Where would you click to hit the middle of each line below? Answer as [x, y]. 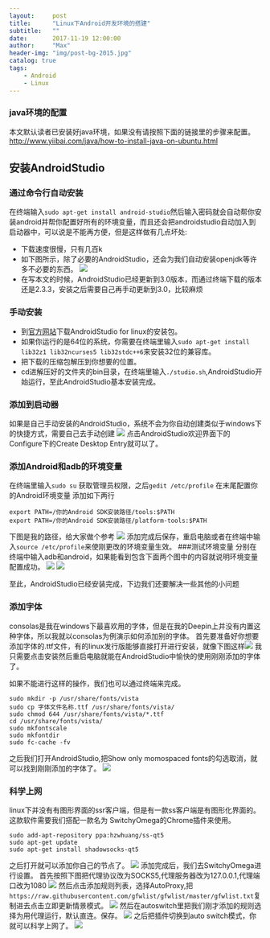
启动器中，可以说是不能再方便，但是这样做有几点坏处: [98, 232]
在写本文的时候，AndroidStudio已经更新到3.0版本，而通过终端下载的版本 [141, 279]
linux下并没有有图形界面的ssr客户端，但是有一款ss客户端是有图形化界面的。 [135, 810]
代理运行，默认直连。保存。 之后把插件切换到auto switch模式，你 [143, 915]
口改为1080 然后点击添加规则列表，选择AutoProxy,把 [101, 885]
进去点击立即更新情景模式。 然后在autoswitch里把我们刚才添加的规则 [135, 905]
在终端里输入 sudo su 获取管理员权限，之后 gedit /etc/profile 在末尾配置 [130, 485]
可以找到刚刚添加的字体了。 [55, 768]
